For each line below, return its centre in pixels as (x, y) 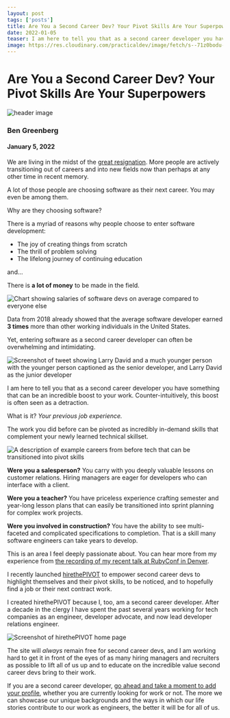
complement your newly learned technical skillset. (78, 436)
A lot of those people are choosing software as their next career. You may (111, 190)
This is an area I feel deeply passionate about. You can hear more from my (112, 554)
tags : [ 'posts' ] (30, 20)
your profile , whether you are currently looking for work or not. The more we (115, 693)
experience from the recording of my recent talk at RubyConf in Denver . (108, 561)
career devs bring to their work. (52, 673)
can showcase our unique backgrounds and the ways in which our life (106, 700)
